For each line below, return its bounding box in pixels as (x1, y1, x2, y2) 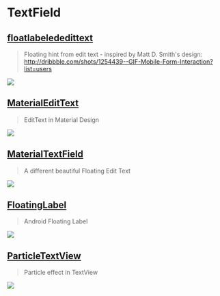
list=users (23, 65, 53, 73)
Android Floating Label (23, 217, 88, 225)
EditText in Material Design (23, 115, 100, 124)
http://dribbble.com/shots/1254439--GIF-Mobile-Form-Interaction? (23, 58, 213, 66)
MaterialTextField (7, 149, 84, 160)
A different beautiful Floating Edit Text (23, 166, 131, 175)
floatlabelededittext (7, 32, 94, 44)
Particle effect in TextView (23, 269, 98, 277)
